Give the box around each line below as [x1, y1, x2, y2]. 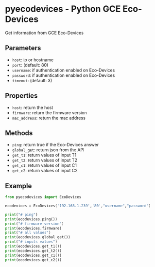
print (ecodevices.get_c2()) [5, 257, 62, 262]
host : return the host [12, 105, 53, 110]
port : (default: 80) [12, 62, 49, 68]
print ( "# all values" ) [5, 230, 51, 235]
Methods [5, 129, 33, 137]
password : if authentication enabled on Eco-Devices [12, 72, 115, 78]
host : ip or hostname [12, 57, 54, 63]
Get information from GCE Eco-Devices [5, 30, 84, 36]
